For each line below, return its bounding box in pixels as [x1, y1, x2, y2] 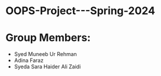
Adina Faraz [14, 57, 44, 64]
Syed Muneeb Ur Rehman [14, 51, 78, 58]
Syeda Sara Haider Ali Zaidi [14, 63, 81, 70]
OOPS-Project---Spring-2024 [5, 4, 155, 18]
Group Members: [5, 31, 91, 45]
